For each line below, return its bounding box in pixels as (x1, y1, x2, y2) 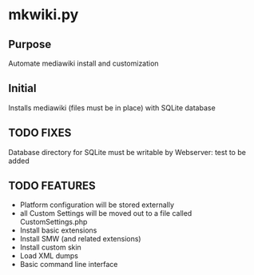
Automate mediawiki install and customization (8, 58, 159, 68)
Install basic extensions (19, 225, 97, 235)
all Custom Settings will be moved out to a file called (19, 209, 192, 218)
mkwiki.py (8, 6, 79, 24)
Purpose (8, 38, 52, 51)
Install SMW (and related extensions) (19, 234, 141, 244)
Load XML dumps (19, 251, 78, 261)
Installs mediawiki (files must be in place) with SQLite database (8, 102, 216, 113)
